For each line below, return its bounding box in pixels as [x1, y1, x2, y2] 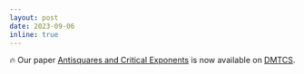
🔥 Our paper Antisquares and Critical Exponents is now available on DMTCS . [9, 55, 296, 66]
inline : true [9, 30, 59, 39]
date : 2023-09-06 [9, 22, 75, 31]
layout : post [9, 13, 59, 23]
